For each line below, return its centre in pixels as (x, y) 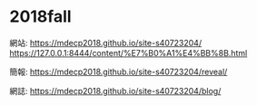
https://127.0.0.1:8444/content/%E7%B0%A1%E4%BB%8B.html (128, 52)
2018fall (40, 17)
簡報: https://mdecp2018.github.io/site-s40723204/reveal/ (119, 72)
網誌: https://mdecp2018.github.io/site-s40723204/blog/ (115, 91)
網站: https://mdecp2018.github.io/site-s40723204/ (106, 43)
